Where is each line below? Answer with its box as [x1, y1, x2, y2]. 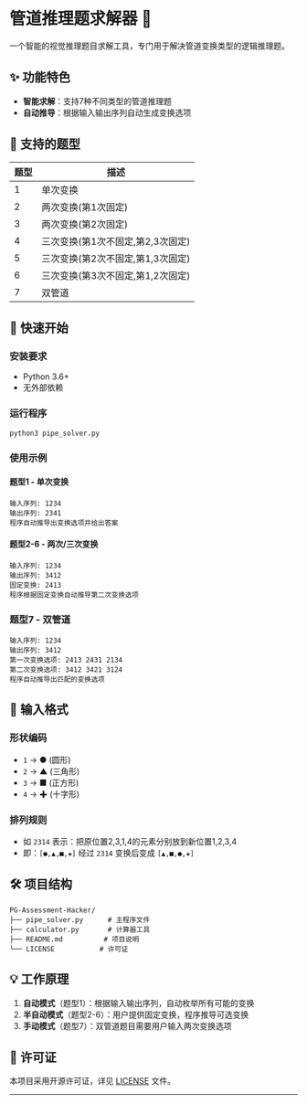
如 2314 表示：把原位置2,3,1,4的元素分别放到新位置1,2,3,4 [22, 836, 238, 847]
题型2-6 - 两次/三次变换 [9, 538, 99, 549]
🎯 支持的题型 [9, 136, 80, 152]
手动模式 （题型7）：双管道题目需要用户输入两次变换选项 [22, 1020, 232, 1031]
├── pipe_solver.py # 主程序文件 [9, 915, 151, 924]
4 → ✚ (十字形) [22, 788, 80, 800]
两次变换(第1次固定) [41, 200, 128, 213]
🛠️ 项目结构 [9, 876, 73, 892]
